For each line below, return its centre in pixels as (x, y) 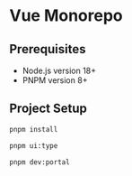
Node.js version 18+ (59, 70)
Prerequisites (48, 49)
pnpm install (34, 129)
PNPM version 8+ (55, 80)
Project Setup (48, 109)
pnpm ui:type (34, 145)
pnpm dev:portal (40, 162)
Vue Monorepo (66, 16)
